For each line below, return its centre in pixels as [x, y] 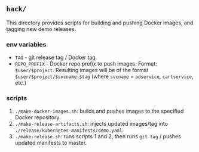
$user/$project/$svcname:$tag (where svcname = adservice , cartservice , [104, 76]
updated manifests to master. [51, 143]
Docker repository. [38, 117]
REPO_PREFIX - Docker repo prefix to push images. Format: [86, 64]
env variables [26, 44]
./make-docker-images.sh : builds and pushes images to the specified [99, 111]
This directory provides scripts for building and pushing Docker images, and [100, 23]
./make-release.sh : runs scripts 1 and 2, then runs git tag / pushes [98, 137]
